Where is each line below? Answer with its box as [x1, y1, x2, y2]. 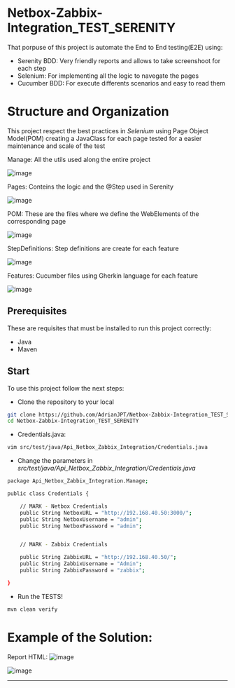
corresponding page [7, 217, 66, 225]
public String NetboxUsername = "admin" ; [20, 515, 142, 523]
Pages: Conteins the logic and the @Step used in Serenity [7, 182, 173, 191]
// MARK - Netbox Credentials [20, 503, 108, 510]
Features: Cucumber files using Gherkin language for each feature [7, 271, 198, 280]
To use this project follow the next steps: [7, 384, 124, 392]
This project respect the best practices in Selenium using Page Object [7, 126, 208, 135]
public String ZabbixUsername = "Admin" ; [20, 560, 142, 567]
